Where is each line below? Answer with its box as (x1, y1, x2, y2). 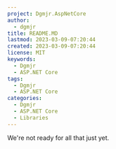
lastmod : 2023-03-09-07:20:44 (7, 36, 96, 43)
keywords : (7, 56, 37, 63)
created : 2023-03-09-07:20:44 (7, 43, 96, 50)
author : (7, 17, 30, 24)
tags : (7, 75, 23, 83)
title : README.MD (7, 29, 58, 37)
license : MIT (7, 50, 46, 57)
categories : (7, 95, 42, 102)
